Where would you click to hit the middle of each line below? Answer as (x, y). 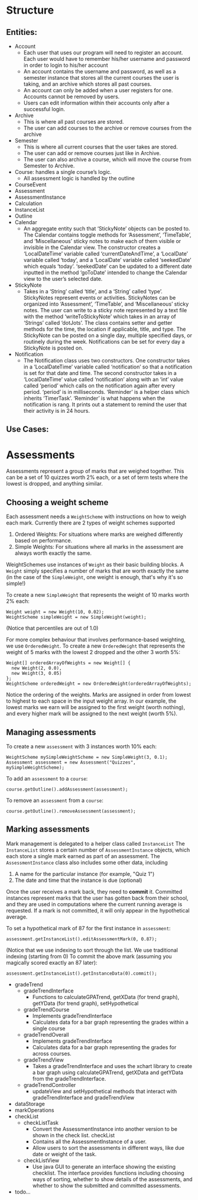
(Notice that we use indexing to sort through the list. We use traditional (92, 950)
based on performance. (43, 541)
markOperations (34, 1110)
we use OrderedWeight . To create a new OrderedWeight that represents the (95, 646)
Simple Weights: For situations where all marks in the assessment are (99, 547)
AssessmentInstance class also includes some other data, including (87, 862)
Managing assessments (51, 732)
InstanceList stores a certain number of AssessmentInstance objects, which (98, 850)
